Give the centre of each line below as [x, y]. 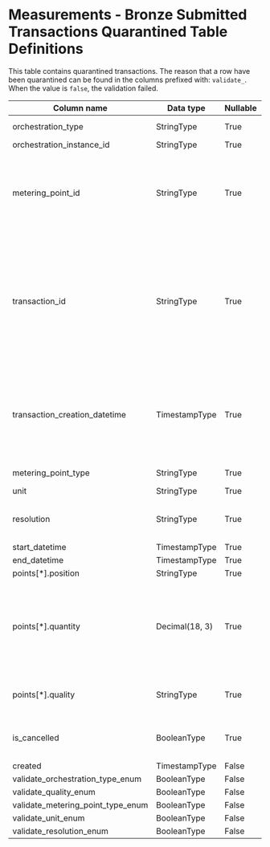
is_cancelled [36, 738]
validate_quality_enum [54, 792]
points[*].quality [43, 694]
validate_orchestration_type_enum [77, 779]
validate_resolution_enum [60, 831]
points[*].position [46, 573]
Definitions [46, 49]
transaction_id [39, 301]
